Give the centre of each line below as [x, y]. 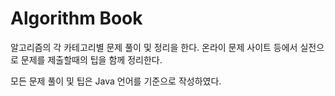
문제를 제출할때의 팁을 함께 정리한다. [91, 59]
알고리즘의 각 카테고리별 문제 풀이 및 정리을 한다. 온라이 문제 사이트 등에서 [154, 47]
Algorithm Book [76, 18]
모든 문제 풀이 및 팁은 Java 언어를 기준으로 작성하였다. [116, 81]
